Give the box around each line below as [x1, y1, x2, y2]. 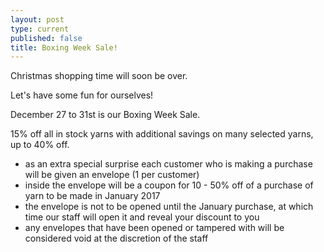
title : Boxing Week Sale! [10, 42, 118, 53]
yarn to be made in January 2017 [24, 190, 161, 202]
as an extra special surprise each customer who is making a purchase [24, 158, 313, 170]
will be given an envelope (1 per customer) [24, 169, 200, 181]
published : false [10, 33, 83, 43]
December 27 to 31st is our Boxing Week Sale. [10, 109, 201, 121]
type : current [10, 24, 70, 34]
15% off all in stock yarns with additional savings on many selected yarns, [10, 128, 314, 140]
